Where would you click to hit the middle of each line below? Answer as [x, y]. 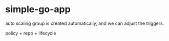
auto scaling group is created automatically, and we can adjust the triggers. [85, 23]
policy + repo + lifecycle [31, 33]
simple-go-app [38, 9]
